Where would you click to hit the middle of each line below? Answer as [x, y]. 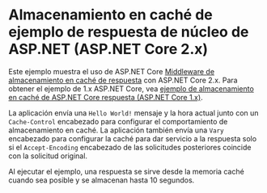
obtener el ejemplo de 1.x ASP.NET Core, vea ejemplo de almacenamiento [131, 88]
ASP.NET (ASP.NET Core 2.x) [108, 49]
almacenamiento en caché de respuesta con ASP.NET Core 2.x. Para [123, 80]
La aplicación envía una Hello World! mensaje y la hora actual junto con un [133, 113]
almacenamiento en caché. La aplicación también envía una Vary [116, 130]
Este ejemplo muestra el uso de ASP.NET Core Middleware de [112, 71]
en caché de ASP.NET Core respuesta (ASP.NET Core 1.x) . [106, 97]
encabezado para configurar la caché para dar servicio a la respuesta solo [133, 138]
